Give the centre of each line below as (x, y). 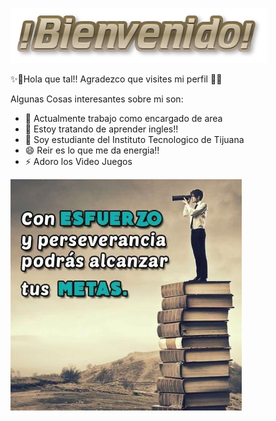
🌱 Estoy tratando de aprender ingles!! (101, 129)
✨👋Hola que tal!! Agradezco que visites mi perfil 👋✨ (116, 79)
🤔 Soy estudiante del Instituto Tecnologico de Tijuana (134, 139)
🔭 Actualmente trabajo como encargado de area (123, 118)
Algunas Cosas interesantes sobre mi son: (97, 99)
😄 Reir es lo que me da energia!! (92, 150)
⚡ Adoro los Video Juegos (78, 161)
